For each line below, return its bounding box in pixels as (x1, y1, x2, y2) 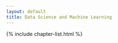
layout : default (6, 8, 46, 15)
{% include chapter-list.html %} (6, 30, 83, 37)
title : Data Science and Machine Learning (6, 14, 112, 20)
